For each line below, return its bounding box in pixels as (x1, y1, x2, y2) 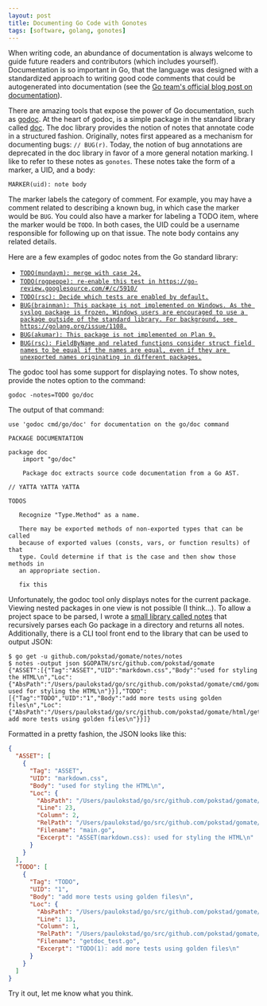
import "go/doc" (22, 456, 77, 464)
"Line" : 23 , (37, 804, 77, 812)
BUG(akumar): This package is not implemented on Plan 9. (19, 331, 216, 339)
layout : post (8, 11, 52, 20)
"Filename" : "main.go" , (37, 826, 115, 834)
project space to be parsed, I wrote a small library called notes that (8, 612, 227, 621)
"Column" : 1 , (37, 922, 80, 930)
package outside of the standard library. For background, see (19, 315, 234, 323)
